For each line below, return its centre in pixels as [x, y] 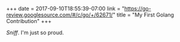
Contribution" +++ [29, 21]
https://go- [138, 9]
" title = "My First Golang [143, 15]
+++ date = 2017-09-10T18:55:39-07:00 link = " [65, 9]
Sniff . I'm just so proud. [35, 33]
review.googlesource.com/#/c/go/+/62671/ [60, 15]
